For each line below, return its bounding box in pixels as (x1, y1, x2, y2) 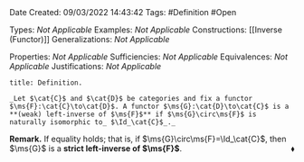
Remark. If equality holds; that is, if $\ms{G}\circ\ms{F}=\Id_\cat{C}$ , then (9, 133, 287, 144)
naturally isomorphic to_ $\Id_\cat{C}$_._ (9, 118, 176, 127)
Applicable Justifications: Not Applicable (9, 61, 162, 71)
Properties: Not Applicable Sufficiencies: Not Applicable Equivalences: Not (9, 51, 288, 62)
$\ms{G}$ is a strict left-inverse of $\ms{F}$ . (9, 143, 183, 154)
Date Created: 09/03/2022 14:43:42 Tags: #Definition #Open (9, 7, 237, 17)
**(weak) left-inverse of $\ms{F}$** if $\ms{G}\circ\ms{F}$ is (9, 110, 257, 119)
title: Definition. (9, 78, 83, 87)
